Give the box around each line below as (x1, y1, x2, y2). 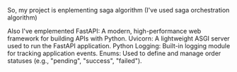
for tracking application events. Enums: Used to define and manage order (7, 49, 221, 57)
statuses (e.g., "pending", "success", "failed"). (7, 57, 143, 65)
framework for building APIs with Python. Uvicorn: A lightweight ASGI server (7, 34, 230, 43)
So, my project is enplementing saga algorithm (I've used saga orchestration (7, 6, 230, 14)
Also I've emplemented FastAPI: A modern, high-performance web (7, 27, 202, 35)
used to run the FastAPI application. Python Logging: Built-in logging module (7, 42, 231, 50)
